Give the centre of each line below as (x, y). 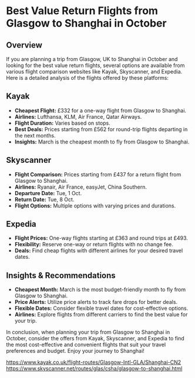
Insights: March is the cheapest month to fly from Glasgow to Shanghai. (102, 142)
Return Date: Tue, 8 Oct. (44, 199)
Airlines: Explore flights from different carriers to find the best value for (101, 315)
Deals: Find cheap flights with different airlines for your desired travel (99, 250)
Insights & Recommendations (61, 275)
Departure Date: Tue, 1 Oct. (48, 193)
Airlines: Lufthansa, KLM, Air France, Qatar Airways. (78, 116)
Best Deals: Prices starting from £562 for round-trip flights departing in (101, 129)
